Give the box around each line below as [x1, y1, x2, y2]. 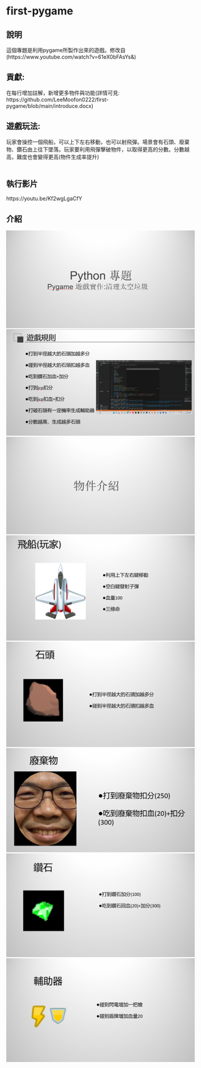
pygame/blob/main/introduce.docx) [6, 102, 94, 109]
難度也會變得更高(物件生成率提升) [16, 153, 100, 160]
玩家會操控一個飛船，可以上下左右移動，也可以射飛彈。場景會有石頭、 [6, 138, 179, 145]
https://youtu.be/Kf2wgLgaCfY [6, 195, 83, 202]
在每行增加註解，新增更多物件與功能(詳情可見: [6, 89, 120, 96]
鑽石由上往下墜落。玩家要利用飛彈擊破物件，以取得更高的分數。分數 [16, 146, 184, 153]
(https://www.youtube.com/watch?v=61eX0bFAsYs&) [6, 53, 136, 61]
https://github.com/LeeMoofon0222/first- [6, 96, 109, 103]
